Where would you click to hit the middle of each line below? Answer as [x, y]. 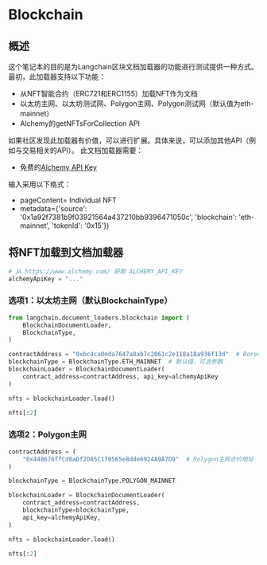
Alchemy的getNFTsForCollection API [80, 124]
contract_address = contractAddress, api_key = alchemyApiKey [120, 376]
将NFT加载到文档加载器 [66, 253]
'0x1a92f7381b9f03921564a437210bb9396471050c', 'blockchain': [128, 217]
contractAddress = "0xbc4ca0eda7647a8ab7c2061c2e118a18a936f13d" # [124, 355]
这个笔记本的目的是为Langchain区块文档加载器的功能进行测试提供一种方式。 [133, 67]
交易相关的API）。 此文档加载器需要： [83, 150]
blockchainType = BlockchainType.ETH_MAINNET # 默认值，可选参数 [116, 362]
